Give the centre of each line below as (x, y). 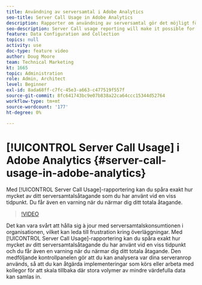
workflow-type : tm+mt (33, 101)
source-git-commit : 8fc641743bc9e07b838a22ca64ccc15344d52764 (86, 96)
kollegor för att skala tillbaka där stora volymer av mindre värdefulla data (96, 271)
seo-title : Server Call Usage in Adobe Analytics (70, 17)
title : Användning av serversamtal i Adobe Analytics (75, 12)
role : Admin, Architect (36, 79)
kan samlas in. (24, 277)
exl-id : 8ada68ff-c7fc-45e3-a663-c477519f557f (66, 90)
